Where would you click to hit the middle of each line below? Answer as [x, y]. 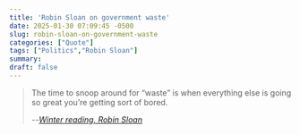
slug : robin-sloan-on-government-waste [84, 34]
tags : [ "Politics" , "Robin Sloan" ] [74, 51]
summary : [26, 59]
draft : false [34, 68]
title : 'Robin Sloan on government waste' [90, 17]
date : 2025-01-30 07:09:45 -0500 [72, 26]
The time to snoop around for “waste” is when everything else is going [161, 92]
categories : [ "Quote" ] [51, 42]
